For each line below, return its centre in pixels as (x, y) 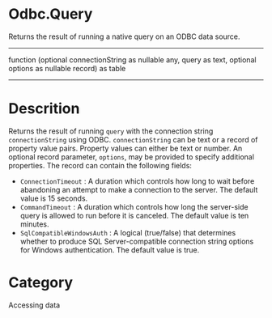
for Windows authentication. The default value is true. (110, 250)
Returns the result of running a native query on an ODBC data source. (124, 36)
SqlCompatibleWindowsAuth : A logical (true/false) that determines (128, 232)
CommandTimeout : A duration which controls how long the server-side (134, 206)
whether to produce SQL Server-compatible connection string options (137, 241)
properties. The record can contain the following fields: (100, 165)
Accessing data (34, 305)
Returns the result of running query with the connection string (111, 131)
